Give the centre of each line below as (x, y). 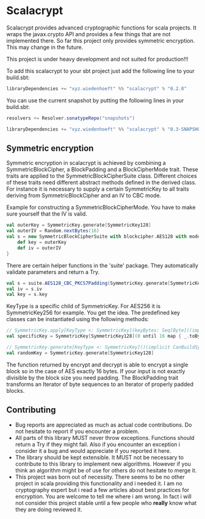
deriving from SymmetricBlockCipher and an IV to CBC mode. (84, 195)
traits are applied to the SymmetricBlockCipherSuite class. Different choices (102, 176)
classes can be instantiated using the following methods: (78, 319)
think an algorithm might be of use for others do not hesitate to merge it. (106, 470)
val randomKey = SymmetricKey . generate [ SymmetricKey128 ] (80, 353)
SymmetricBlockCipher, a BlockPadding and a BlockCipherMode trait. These (102, 170)
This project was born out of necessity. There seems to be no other (100, 477)
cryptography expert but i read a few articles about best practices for (102, 490)
